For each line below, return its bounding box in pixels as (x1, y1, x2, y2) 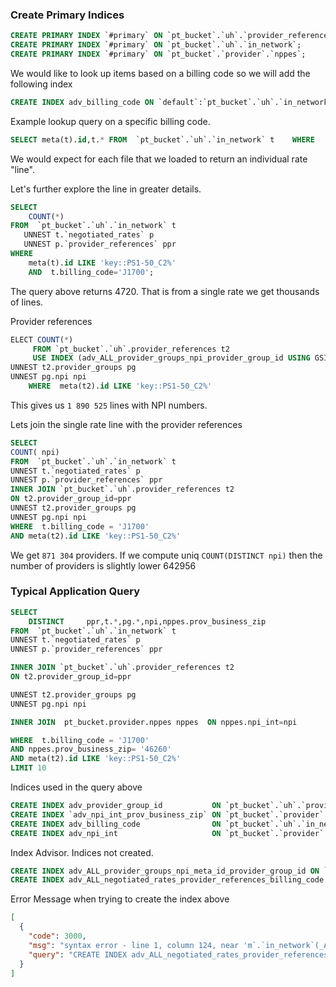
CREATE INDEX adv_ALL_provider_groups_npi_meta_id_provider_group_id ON (10, 866, 320, 876)
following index (10, 78, 73, 90)
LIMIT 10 (10, 763, 47, 773)
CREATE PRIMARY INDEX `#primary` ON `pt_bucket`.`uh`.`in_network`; (10, 40, 302, 50)
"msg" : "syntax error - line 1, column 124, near (28, 940, 240, 950)
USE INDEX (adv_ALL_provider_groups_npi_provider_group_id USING (32, 353, 311, 363)
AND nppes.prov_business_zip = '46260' (10, 744, 172, 755)
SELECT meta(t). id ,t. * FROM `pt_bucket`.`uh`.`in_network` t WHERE (10, 134, 315, 145)
